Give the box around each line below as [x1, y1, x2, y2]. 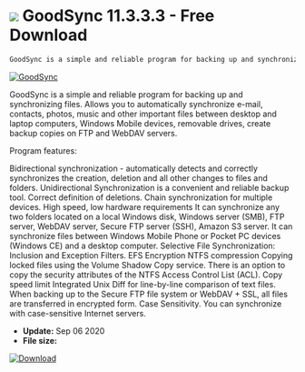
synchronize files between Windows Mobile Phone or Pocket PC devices [9, 230, 281, 241]
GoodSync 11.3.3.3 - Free [22, 5, 215, 26]
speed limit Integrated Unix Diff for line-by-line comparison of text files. [9, 278, 277, 289]
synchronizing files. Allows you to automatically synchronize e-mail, [9, 98, 263, 109]
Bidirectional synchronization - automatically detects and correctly [9, 163, 259, 174]
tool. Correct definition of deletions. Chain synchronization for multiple [9, 192, 273, 203]
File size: [22, 335, 57, 346]
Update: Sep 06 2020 [22, 325, 105, 337]
